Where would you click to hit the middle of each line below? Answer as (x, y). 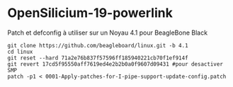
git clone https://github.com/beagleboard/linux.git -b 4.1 (98, 45)
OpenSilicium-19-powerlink (90, 13)
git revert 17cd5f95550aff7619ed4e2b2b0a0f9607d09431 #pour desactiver (115, 64)
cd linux (20, 52)
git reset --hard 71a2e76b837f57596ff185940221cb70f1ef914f (98, 58)
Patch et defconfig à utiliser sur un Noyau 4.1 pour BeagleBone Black (107, 33)
